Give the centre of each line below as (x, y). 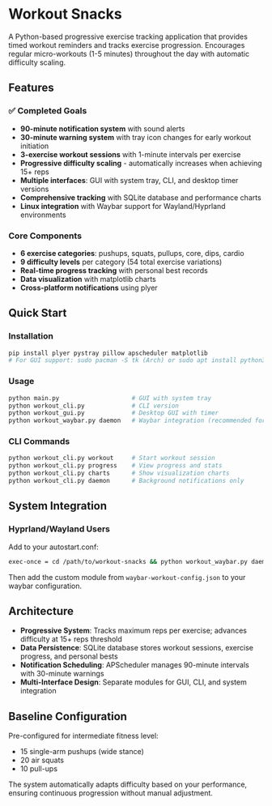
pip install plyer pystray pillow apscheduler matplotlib (108, 353)
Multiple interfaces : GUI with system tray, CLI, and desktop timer (129, 180)
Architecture (41, 611)
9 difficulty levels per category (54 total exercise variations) (121, 262)
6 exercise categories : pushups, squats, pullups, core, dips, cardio (132, 253)
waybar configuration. (45, 586)
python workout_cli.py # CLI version (94, 406)
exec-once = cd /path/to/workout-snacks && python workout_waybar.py (128, 561)
